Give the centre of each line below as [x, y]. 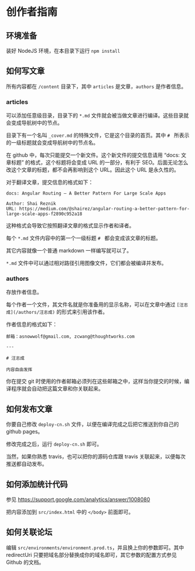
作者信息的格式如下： [32, 324]
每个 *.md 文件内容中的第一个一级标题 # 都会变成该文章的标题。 [83, 238]
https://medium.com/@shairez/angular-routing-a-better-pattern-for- [105, 209]
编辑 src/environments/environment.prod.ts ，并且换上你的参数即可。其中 [95, 548]
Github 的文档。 [25, 562]
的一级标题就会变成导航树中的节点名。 [52, 143]
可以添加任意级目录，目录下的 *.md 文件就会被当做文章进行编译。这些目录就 [97, 116]
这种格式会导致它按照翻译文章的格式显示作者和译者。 [70, 226]
